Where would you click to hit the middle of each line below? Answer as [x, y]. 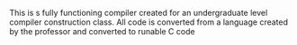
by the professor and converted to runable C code [102, 31]
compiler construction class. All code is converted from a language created [149, 22]
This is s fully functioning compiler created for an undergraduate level [139, 13]
